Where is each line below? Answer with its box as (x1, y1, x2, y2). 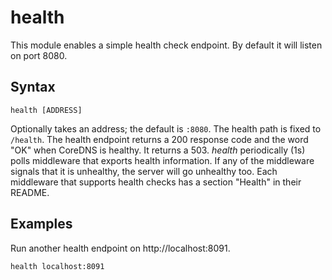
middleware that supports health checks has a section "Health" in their (10, 176, 302, 188)
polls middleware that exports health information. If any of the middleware (10, 154, 315, 166)
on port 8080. (10, 49, 68, 61)
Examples (10, 216, 73, 233)
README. (10, 186, 50, 198)
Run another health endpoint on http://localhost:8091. (10, 242, 231, 254)
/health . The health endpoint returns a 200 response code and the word (10, 133, 309, 145)
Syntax (10, 79, 56, 96)
